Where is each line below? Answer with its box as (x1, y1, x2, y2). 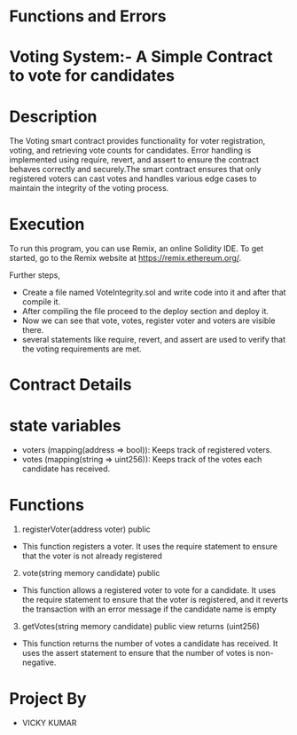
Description (9, 107, 98, 126)
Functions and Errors (9, 6, 167, 27)
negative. (21, 657, 57, 668)
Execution (9, 214, 85, 234)
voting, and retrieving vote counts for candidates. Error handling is (9, 145, 252, 156)
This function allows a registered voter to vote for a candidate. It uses (21, 585, 277, 596)
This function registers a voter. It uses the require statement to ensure (21, 541, 277, 552)
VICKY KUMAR (21, 717, 77, 729)
